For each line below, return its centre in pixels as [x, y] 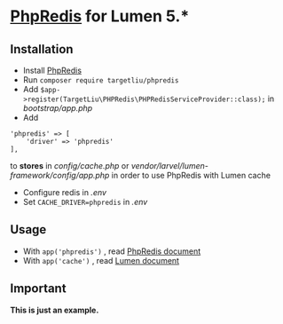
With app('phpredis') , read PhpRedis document [112, 251]
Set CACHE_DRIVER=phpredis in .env [85, 202]
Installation [42, 49]
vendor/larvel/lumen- [170, 166]
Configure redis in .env [65, 192]
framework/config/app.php [60, 175]
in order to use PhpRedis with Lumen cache [191, 175]
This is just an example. [55, 310]
